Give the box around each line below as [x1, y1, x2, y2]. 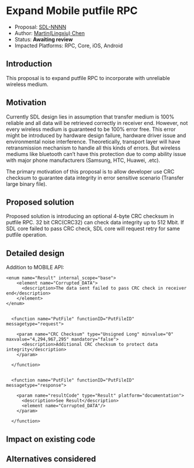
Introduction [6, 59, 53, 69]
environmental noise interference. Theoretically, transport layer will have [6, 138, 181, 145]
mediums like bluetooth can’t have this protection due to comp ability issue [6, 150, 186, 157]
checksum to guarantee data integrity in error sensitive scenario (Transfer [6, 174, 184, 181]
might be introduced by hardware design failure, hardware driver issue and [6, 131, 186, 138]
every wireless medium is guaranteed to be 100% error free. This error [6, 126, 176, 133]
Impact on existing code [6, 434, 96, 444]
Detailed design [6, 248, 65, 258]
